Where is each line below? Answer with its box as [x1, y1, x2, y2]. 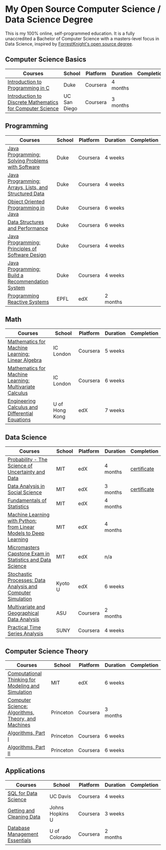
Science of [7, 462, 33, 469]
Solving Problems [7, 157, 48, 164]
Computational [7, 670, 42, 677]
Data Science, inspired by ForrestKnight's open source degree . [5, 41, 133, 47]
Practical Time [7, 624, 41, 631]
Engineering [7, 398, 36, 405]
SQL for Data [7, 790, 38, 797]
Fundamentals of [7, 497, 47, 504]
